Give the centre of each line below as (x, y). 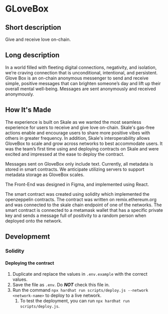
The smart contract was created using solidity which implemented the (77, 194)
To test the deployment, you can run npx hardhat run (75, 301)
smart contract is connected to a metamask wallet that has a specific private (84, 210)
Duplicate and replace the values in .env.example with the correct (80, 274)
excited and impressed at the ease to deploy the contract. (65, 154)
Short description (33, 27)
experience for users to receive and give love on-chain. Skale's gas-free (80, 127)
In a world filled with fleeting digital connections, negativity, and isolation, (81, 67)
